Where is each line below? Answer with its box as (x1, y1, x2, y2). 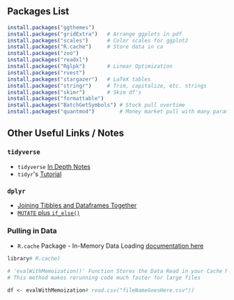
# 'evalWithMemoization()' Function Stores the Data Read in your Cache (7, 268, 223, 275)
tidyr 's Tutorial (17, 170, 62, 178)
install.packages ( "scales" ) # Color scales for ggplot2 (7, 37, 189, 44)
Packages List (7, 6, 70, 17)
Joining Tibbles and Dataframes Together (17, 201, 137, 210)
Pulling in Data (7, 226, 57, 235)
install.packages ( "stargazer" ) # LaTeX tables (7, 76, 151, 83)
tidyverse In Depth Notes (17, 162, 91, 171)
